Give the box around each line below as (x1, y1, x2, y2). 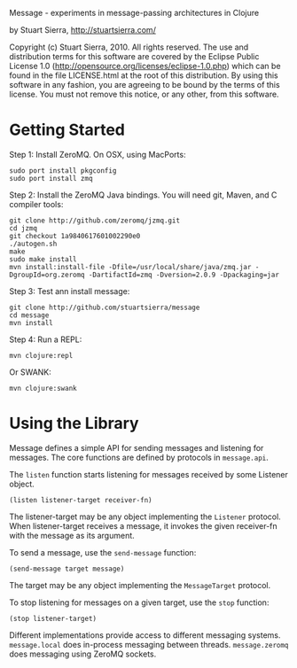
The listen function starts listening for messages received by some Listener (9, 469, 288, 479)
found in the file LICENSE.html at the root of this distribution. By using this (9, 70, 279, 81)
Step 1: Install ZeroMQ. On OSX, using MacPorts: (9, 149, 186, 159)
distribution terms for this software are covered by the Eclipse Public (9, 51, 260, 61)
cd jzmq (9, 223, 38, 233)
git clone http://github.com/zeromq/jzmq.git (9, 216, 180, 225)
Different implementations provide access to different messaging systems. (9, 629, 281, 641)
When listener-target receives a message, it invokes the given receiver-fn (9, 520, 277, 531)
